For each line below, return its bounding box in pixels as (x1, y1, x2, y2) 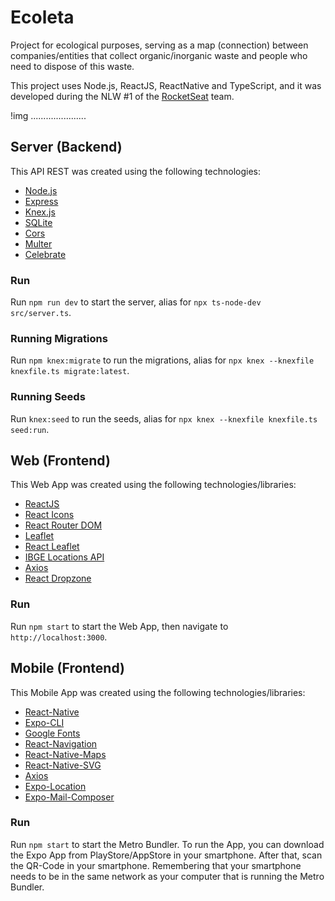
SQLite (24, 216, 53, 228)
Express (24, 195, 59, 207)
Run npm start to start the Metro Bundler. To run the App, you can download (10, 838, 325, 850)
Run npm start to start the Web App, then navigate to (10, 620, 229, 632)
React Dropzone (24, 572, 92, 585)
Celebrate (24, 248, 67, 260)
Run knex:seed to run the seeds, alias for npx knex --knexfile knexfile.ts (10, 412, 318, 425)
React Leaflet (24, 541, 80, 553)
